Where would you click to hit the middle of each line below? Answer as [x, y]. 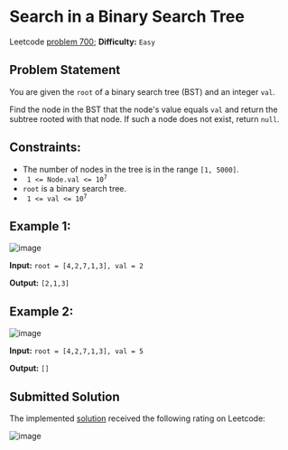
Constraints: [45, 148]
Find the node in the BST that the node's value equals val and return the [144, 109]
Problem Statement [65, 70]
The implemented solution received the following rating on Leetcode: [138, 418]
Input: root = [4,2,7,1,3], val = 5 [77, 351]
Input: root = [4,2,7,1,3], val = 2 [77, 266]
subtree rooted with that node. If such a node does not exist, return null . [144, 118]
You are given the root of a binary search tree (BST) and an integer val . [142, 91]
